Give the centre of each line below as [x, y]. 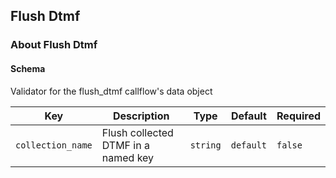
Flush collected [137, 132]
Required [298, 116]
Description [141, 116]
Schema [28, 68]
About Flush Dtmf [54, 45]
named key [128, 157]
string [205, 145]
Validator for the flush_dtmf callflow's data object [111, 91]
